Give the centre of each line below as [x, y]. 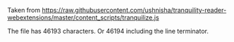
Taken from [24, 10]
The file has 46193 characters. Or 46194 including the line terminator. [108, 31]
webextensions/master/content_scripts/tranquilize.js [84, 17]
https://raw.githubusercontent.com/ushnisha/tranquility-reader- [134, 10]
